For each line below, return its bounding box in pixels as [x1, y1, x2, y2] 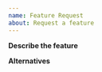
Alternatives [8, 56, 50, 66]
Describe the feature [8, 40, 78, 50]
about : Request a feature [8, 19, 94, 27]
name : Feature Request [8, 11, 84, 20]
